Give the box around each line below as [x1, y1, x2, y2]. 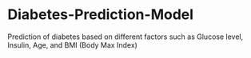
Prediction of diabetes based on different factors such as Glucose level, [7, 32, 244, 41]
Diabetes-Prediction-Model [7, 6, 193, 24]
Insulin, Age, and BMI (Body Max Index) [7, 40, 137, 49]
